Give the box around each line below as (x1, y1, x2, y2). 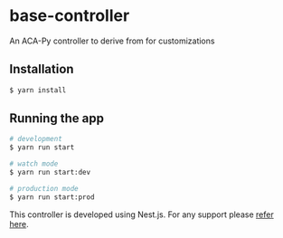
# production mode (9, 184, 79, 193)
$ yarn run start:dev (9, 168, 91, 177)
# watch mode (9, 159, 59, 168)
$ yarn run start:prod (9, 192, 95, 202)
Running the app (9, 110, 104, 127)
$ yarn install (9, 85, 67, 95)
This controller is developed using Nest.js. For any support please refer (9, 209, 274, 220)
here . (9, 218, 29, 229)
